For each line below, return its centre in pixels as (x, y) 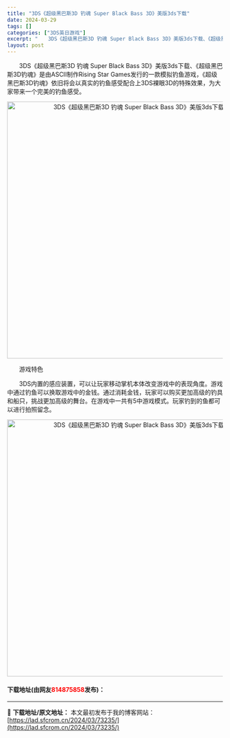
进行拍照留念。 (34, 410)
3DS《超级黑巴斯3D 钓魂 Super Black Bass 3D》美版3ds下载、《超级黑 (118, 66)
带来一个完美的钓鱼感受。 (49, 91)
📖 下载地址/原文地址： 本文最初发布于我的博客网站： (81, 713)
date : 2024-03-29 (32, 20)
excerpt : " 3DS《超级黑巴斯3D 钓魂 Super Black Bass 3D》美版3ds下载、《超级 (114, 39)
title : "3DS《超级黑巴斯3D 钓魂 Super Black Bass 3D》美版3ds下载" (99, 13)
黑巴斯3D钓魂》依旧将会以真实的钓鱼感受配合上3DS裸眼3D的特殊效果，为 (111, 83)
